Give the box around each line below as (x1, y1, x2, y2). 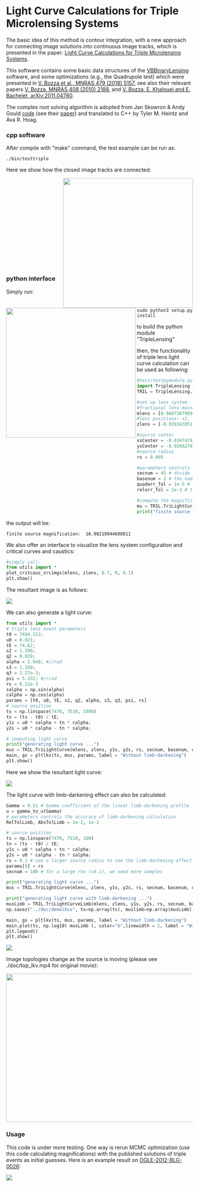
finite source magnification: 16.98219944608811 (6, 531, 131, 537)
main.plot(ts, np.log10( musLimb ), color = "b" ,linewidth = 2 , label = (6, 922, 184, 929)
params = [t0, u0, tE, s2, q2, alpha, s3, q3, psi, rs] (6, 698, 147, 704)
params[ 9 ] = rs (6, 863, 44, 869)
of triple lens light (137, 354, 179, 361)
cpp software (6, 131, 46, 139)
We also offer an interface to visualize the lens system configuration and (6, 541, 183, 548)
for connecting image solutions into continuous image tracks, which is (6, 43, 177, 50)
